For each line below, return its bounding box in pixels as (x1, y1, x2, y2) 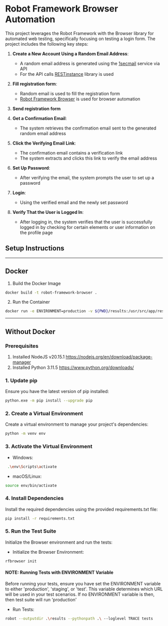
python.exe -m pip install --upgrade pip (5, 398, 93, 403)
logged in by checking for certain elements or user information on (19, 224, 155, 230)
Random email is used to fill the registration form (19, 90, 120, 96)
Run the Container (12, 299, 50, 305)
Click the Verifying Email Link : (12, 140, 76, 146)
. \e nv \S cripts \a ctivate (7, 464, 57, 469)
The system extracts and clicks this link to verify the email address (19, 155, 157, 161)
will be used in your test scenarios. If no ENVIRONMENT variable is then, (5, 591, 155, 597)
